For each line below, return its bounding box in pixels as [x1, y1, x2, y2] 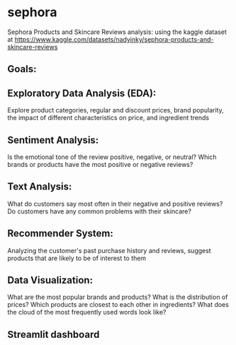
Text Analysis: [7, 181, 72, 193]
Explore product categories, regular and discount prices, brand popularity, [7, 106, 225, 115]
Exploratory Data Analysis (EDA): [7, 87, 157, 99]
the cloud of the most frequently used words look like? [7, 308, 167, 317]
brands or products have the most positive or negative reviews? [7, 160, 193, 168]
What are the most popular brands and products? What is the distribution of [7, 293, 228, 301]
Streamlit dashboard [7, 328, 100, 340]
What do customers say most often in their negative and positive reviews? [7, 199, 223, 208]
